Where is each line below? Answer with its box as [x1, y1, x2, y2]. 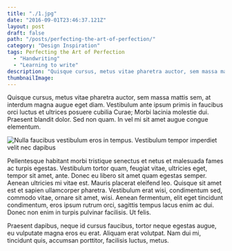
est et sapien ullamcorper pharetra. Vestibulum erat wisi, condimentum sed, [7, 186, 223, 194]
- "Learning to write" [13, 62, 79, 68]
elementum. [7, 122, 41, 131]
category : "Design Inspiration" [7, 42, 100, 49]
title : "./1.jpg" [7, 10, 57, 17]
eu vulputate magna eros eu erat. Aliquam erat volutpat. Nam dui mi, [7, 229, 202, 237]
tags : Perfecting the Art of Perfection [7, 49, 126, 56]
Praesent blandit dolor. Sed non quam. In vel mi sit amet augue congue [7, 115, 209, 124]
